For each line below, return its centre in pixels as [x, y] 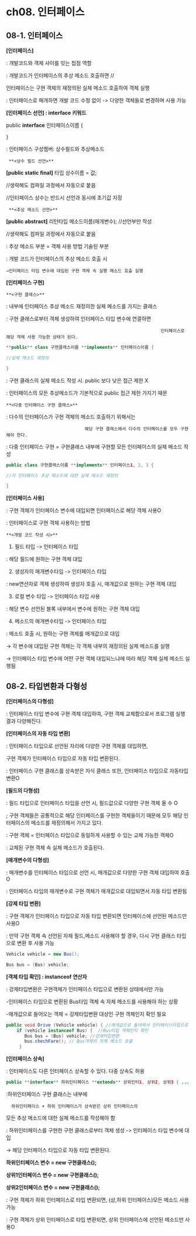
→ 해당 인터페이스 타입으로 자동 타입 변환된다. [59, 1150]
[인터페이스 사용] [25, 498]
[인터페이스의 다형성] [30, 701]
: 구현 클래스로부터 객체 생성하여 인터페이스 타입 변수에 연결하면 [79, 319]
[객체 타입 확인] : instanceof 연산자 [47, 976]
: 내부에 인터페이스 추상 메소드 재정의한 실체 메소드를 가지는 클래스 [82, 306]
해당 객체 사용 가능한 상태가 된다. [42, 337]
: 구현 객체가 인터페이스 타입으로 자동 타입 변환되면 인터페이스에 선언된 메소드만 [97, 916]
